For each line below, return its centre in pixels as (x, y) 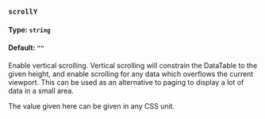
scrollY (23, 12)
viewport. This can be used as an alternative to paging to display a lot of (126, 82)
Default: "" (27, 48)
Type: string (30, 29)
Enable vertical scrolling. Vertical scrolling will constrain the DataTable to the (133, 65)
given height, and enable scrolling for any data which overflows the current (131, 74)
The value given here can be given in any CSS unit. (92, 106)
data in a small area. (41, 90)
